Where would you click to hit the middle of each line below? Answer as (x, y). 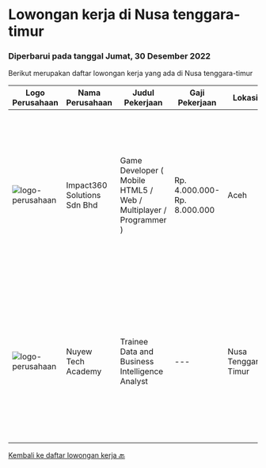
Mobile (133, 181)
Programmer (143, 220)
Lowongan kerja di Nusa (89, 15)
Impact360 (87, 185)
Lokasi (245, 98)
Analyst (134, 382)
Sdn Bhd (82, 205)
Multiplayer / (143, 210)
